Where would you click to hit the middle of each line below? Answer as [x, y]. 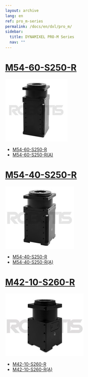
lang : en [14, 16]
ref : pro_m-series [24, 21]
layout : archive [22, 11]
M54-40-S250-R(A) [33, 262]
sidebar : [14, 32]
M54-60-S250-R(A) [33, 155]
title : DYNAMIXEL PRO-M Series [42, 37]
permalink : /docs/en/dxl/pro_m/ [39, 27]
